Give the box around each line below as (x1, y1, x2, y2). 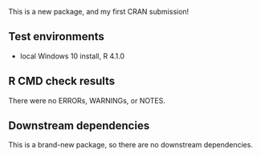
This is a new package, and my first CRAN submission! (8, 7, 190, 16)
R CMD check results (8, 74, 116, 88)
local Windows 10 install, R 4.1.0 (19, 51, 125, 61)
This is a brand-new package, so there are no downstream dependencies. (8, 140, 253, 150)
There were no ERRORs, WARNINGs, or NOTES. (8, 95, 166, 105)
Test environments (8, 30, 104, 43)
